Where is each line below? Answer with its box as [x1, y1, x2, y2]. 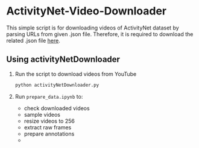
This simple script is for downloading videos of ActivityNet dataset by [6, 24, 179, 31]
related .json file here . [6, 37, 60, 44]
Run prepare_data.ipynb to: [14, 93, 83, 100]
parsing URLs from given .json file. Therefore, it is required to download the [6, 30, 194, 37]
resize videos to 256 [24, 117, 75, 125]
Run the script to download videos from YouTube [14, 70, 137, 78]
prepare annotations [24, 130, 75, 137]
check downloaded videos [24, 104, 90, 112]
